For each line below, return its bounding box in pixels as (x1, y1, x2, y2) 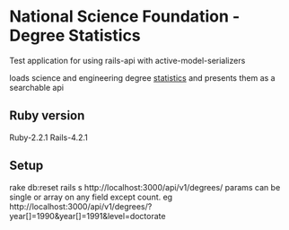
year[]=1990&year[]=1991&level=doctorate (9, 210, 166, 221)
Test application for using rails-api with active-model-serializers (9, 55, 246, 66)
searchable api (9, 82, 65, 93)
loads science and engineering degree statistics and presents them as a (9, 72, 276, 83)
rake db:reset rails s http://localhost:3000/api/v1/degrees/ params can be (9, 181, 281, 192)
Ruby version (9, 108, 85, 123)
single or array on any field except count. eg (9, 191, 173, 202)
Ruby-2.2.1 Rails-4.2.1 (9, 132, 88, 143)
